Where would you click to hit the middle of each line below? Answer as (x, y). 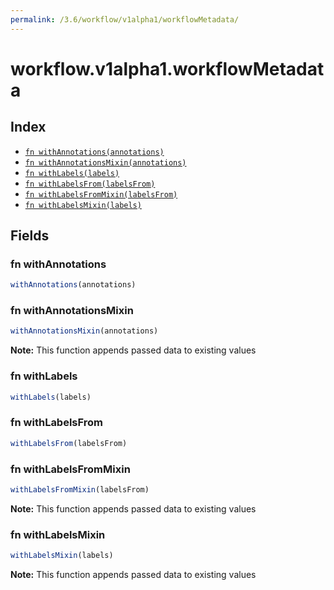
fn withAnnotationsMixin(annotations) (105, 162)
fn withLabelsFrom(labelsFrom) (90, 184)
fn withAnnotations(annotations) (94, 152)
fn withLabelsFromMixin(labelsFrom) (101, 194)
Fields (30, 236)
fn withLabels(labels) (72, 173)
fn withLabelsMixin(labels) (83, 205)
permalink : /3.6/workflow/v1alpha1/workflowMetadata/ (125, 19)
